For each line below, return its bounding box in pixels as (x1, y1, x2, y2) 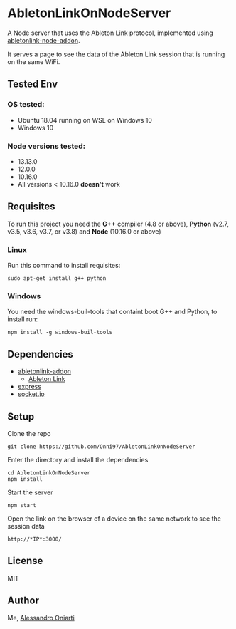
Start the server (7, 488, 53, 497)
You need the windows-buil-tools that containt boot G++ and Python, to (7, 308, 218, 316)
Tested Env (7, 78, 58, 90)
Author (7, 595, 39, 607)
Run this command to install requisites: (7, 261, 121, 270)
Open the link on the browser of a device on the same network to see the (7, 514, 222, 523)
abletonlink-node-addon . (7, 36, 80, 44)
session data (7, 521, 45, 530)
